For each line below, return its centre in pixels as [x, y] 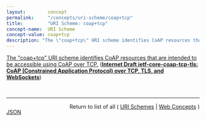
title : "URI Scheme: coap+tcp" [57, 23]
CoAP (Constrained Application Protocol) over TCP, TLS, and [85, 71]
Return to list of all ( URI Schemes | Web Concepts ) [135, 107]
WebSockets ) [24, 77]
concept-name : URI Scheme [41, 29]
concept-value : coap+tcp [38, 35]
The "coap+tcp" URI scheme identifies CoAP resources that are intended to [102, 58]
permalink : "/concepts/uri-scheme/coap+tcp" [70, 18]
